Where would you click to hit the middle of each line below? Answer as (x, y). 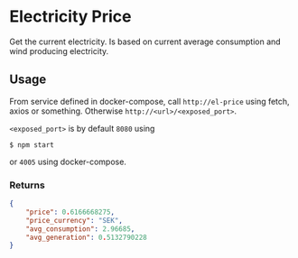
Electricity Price (70, 17)
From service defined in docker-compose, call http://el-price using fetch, (150, 101)
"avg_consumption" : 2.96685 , (80, 229)
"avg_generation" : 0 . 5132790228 (86, 237)
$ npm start (32, 145)
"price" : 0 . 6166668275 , (70, 212)
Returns (27, 185)
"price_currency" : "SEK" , (74, 220)
